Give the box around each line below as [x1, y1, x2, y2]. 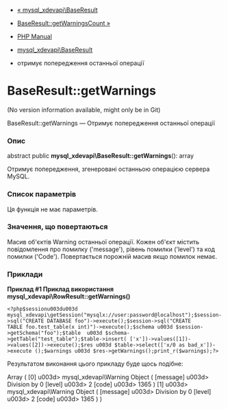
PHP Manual [16, 32, 53, 40]
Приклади [7, 269, 43, 279]
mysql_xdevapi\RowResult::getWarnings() [7, 292, 131, 301]
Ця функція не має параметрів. [7, 205, 98, 213]
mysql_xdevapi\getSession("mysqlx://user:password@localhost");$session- [7, 312, 223, 318]
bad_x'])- [188, 342, 216, 349]
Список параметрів [7, 189, 77, 199]
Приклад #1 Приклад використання [7, 285, 114, 294]
